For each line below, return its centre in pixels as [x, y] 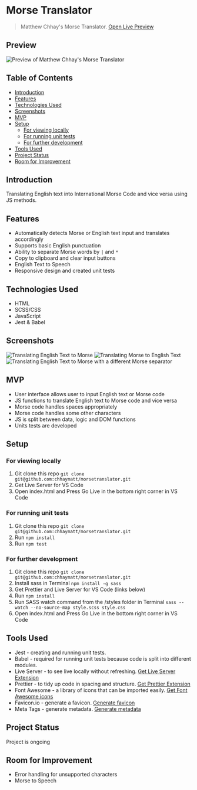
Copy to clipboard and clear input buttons [65, 258]
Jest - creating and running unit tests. [60, 652]
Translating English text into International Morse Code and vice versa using [97, 194]
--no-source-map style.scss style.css [78, 608]
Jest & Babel [30, 322]
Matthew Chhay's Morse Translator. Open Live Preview [87, 27]
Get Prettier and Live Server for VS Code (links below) [80, 589]
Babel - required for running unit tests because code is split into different [103, 658]
